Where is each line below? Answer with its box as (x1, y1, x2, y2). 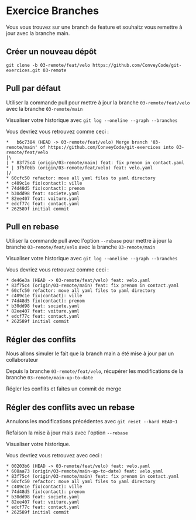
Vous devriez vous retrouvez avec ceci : (6, 452, 102, 458)
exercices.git (6, 67, 41, 73)
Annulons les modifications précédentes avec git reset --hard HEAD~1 (6, 418, 178, 424)
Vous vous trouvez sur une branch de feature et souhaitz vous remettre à (6, 23, 183, 30)
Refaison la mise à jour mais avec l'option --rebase (6, 429, 128, 436)
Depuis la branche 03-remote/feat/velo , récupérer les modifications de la (6, 368, 183, 375)
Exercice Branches (6, 4, 99, 18)
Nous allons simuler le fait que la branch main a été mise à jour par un (6, 350, 174, 357)
